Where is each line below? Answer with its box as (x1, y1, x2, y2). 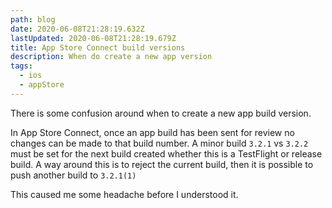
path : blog (10, 14, 56, 25)
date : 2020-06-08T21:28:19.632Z (10, 24, 145, 34)
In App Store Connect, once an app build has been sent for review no (10, 126, 295, 138)
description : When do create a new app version (10, 52, 213, 62)
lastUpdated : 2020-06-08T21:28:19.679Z (10, 33, 177, 43)
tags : (10, 61, 33, 71)
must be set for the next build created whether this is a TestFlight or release (10, 147, 323, 160)
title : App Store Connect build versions (10, 42, 186, 53)
